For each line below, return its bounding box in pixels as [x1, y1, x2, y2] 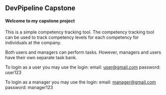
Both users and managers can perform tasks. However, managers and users [5, 49, 162, 55]
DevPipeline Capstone [5, 4, 76, 12]
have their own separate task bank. [5, 54, 77, 60]
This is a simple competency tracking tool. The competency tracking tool [5, 29, 155, 35]
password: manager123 [5, 84, 53, 90]
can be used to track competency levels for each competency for [5, 34, 139, 40]
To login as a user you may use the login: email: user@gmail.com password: [5, 64, 161, 70]
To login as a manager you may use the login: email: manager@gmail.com [5, 79, 157, 85]
